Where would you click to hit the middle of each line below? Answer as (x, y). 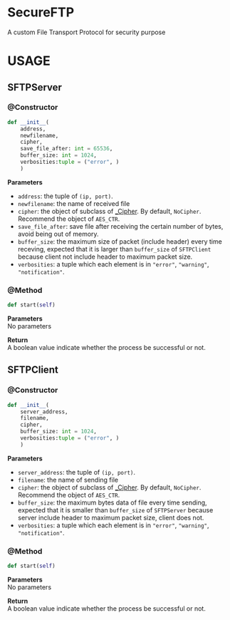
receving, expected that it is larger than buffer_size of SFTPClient (114, 249)
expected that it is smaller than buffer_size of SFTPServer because (115, 510)
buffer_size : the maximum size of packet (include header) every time (120, 241)
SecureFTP (41, 12)
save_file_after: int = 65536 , (67, 149)
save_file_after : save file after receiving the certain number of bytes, (120, 226)
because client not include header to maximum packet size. (105, 257)
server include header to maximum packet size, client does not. (111, 517)
